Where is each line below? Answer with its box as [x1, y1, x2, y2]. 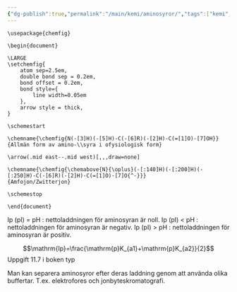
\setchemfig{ [7, 61, 46, 68]
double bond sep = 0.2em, [20, 73, 97, 80]
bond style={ [20, 86, 59, 93]
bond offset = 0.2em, [20, 79, 83, 86]
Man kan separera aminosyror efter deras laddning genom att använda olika [7, 269, 228, 277]
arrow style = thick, [20, 104, 83, 111]
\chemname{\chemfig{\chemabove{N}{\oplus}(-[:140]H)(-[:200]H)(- [7, 165, 203, 173]
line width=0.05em [32, 91, 87, 99]
